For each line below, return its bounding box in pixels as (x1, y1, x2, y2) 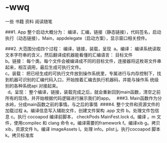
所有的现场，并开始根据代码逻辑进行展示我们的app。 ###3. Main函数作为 (5, 95, 158, 101)
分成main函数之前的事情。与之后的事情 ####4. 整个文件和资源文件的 (18, 101, 160, 107)
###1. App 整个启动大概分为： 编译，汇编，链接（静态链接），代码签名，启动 (5, 29, 162, 35)
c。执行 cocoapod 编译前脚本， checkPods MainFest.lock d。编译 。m (10, 113, 156, 120)
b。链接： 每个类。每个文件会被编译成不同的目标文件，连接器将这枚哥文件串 (5, 58, 162, 64)
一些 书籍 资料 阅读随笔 (5, 18, 53, 24)
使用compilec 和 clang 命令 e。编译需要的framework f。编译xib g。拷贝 (13, 120, 161, 126)
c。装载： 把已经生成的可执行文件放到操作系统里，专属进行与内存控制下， (5, 70, 157, 76)
